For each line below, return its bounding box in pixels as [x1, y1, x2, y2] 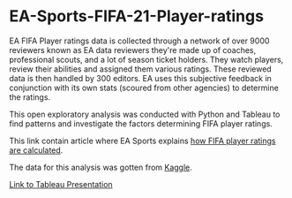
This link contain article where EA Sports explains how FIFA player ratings [9, 135, 276, 146]
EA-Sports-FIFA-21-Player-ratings [9, 6, 265, 27]
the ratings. [9, 91, 51, 103]
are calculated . [9, 144, 64, 156]
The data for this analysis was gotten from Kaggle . [9, 162, 192, 172]
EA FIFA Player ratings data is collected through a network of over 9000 [9, 35, 270, 46]
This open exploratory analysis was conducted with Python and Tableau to [9, 109, 281, 119]
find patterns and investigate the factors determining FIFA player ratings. [9, 118, 273, 129]
